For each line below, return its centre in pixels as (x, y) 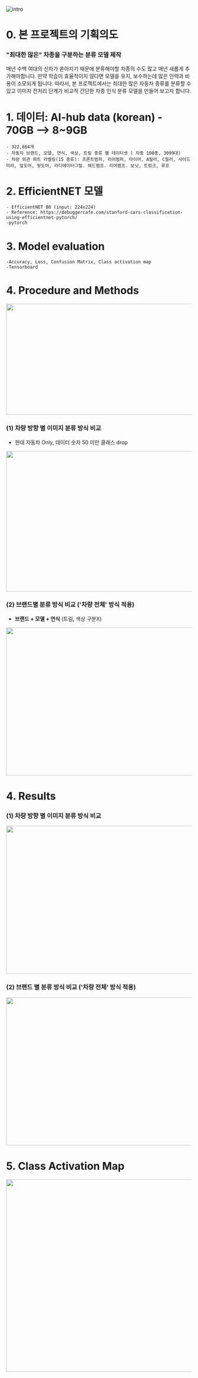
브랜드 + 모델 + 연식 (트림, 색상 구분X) (58, 619)
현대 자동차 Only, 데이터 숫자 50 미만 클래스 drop (71, 442)
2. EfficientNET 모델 (55, 191)
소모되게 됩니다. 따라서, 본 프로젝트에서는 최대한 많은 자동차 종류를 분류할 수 (104, 83)
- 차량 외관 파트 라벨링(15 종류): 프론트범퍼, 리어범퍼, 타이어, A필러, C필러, (91, 160)
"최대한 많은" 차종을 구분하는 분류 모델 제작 (64, 55)
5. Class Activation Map (65, 1166)
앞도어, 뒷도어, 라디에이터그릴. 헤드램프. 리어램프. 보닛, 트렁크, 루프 (95, 166)
